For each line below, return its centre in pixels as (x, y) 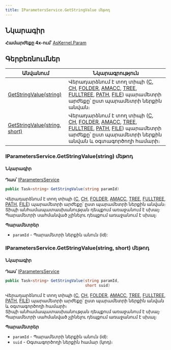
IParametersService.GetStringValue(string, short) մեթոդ (77, 248)
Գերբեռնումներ (33, 59)
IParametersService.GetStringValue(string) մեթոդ (69, 156)
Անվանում (36, 73)
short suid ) (97, 286)
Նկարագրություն (116, 73)
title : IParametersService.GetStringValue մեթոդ (58, 10)
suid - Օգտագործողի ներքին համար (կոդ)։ (63, 342)
